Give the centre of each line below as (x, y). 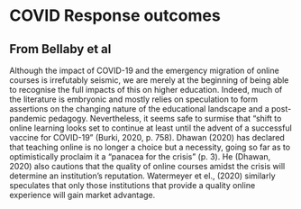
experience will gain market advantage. (82, 195)
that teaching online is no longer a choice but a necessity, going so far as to (150, 147)
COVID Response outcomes (115, 16)
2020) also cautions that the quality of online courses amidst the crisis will (147, 166)
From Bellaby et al (60, 49)
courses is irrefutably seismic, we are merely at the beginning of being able (149, 80)
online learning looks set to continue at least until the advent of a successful (151, 128)
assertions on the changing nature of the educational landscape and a (140, 109)
